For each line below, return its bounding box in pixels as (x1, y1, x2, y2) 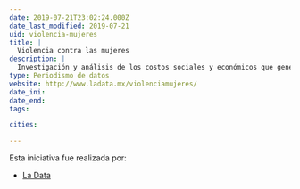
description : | (9, 54, 66, 63)
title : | (9, 37, 42, 47)
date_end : (9, 95, 46, 105)
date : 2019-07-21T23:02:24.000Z (9, 12, 129, 22)
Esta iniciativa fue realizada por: (9, 152, 127, 163)
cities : (9, 120, 38, 129)
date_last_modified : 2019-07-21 (9, 21, 129, 30)
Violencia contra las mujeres (17, 46, 129, 55)
